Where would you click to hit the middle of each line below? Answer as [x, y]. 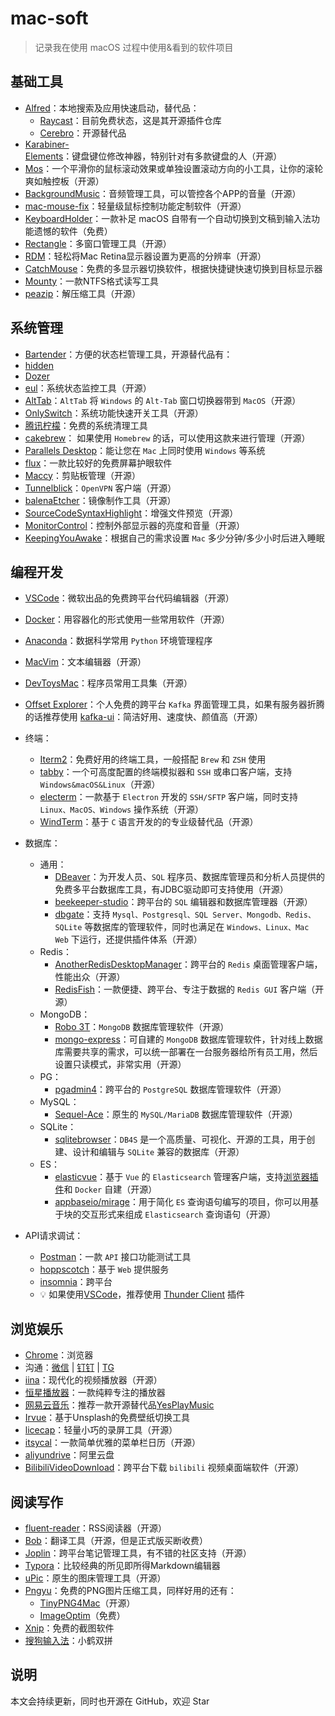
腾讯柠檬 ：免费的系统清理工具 [86, 425]
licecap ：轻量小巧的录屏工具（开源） [101, 1430]
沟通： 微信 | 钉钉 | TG [69, 1368]
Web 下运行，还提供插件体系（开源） [128, 939]
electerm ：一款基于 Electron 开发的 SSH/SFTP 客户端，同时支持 [168, 797]
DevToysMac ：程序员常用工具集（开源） [108, 683]
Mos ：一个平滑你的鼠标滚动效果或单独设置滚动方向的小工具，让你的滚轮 [174, 168]
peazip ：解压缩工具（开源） [83, 293]
